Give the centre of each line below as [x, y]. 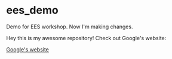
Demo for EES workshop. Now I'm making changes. [70, 27]
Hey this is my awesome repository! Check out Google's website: [86, 38]
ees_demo [32, 10]
